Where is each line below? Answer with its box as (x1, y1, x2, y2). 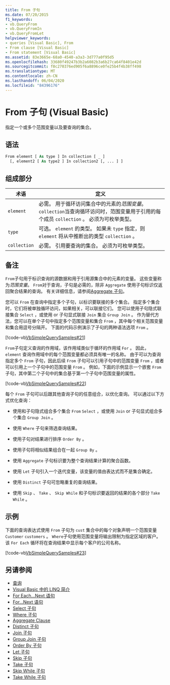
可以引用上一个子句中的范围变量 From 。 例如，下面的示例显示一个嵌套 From (5, 364, 162, 370)
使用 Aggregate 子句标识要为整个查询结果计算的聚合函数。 (12, 457, 134, 463)
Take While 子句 (12, 674, 47, 680)
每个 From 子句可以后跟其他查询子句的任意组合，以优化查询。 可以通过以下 (5, 391, 160, 397)
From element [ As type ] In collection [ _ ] (5, 154, 105, 159)
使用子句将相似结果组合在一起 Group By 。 (12, 447, 100, 453)
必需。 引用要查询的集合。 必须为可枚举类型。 (38, 242, 148, 249)
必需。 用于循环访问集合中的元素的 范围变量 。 (38, 200, 147, 207)
